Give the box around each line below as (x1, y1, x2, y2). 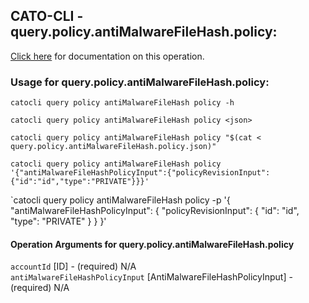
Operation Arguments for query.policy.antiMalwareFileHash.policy (10, 238, 295, 250)
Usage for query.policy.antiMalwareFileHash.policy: (10, 75, 270, 89)
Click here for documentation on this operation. (10, 50, 205, 62)
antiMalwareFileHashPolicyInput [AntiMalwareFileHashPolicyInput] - (10, 271, 293, 283)
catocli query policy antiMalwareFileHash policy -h (10, 98, 235, 108)
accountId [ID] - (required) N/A (10, 260, 137, 273)
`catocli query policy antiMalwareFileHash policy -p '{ (10, 194, 231, 206)
